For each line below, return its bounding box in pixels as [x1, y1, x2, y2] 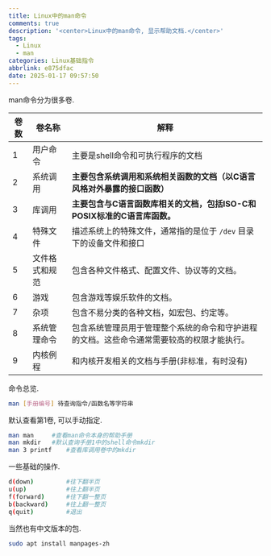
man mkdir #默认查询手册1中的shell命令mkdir [8, 438, 156, 447]
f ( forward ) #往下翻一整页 [8, 492, 106, 500]
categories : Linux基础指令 [8, 57, 94, 65]
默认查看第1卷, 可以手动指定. [8, 415, 102, 425]
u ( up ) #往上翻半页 [8, 485, 101, 493]
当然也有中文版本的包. [8, 523, 82, 533]
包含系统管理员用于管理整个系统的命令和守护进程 [71, 322, 258, 333]
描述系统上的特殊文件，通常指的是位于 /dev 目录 [71, 225, 254, 236]
